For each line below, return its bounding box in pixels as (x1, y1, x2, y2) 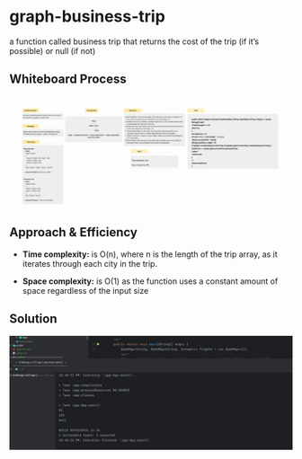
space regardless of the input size (22, 285, 149, 296)
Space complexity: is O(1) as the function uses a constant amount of (22, 276, 279, 287)
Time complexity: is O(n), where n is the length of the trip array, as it (22, 249, 279, 260)
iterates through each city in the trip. (22, 258, 158, 269)
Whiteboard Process (9, 72, 128, 87)
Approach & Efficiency (9, 225, 138, 240)
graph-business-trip (9, 6, 166, 27)
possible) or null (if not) (9, 45, 96, 56)
